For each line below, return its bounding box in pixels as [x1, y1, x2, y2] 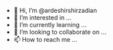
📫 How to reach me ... [13, 36, 77, 43]
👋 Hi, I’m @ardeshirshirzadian [13, 7, 97, 14]
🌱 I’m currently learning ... [13, 21, 87, 28]
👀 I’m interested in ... [13, 14, 72, 22]
